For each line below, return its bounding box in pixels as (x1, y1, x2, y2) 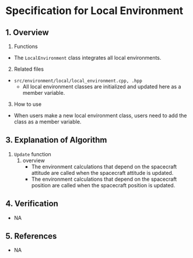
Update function (13, 150, 52, 157)
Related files (13, 66, 44, 73)
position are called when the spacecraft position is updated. (31, 181, 176, 188)
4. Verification (5, 199, 59, 209)
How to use (13, 101, 42, 108)
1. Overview (5, 27, 49, 37)
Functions (13, 43, 38, 50)
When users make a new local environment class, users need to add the (13, 112, 187, 119)
